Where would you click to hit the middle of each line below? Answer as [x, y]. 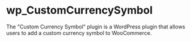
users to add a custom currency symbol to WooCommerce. [79, 33]
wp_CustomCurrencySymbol [79, 10]
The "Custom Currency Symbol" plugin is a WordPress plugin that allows [96, 27]
